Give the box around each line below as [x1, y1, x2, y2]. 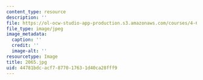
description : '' [6, 14, 47, 20]
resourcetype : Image [6, 54, 59, 60]
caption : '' [11, 37, 42, 43]
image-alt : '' [11, 48, 47, 54]
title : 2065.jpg [6, 59, 47, 65]
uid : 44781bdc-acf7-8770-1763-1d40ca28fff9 [6, 64, 118, 71]
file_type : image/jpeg [6, 25, 63, 32]
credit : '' [11, 43, 39, 49]
